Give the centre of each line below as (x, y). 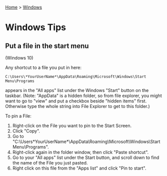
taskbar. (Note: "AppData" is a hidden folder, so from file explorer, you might (83, 95)
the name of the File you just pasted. (50, 163)
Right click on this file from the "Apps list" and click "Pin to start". (79, 168)
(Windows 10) (19, 58)
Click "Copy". (26, 131)
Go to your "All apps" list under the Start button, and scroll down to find (86, 157)
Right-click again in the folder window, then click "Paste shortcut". (80, 152)
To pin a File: (18, 116)
